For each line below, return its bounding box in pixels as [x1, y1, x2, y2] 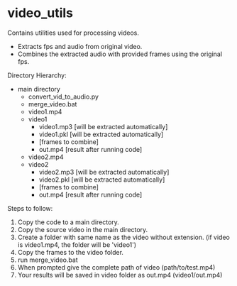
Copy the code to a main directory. [17, 218, 119, 226]
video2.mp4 [28, 153, 64, 161]
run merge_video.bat [17, 255, 78, 264]
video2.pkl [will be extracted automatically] [38, 175, 165, 184]
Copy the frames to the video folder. [17, 248, 124, 256]
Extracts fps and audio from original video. [17, 42, 143, 50]
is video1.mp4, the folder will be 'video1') [17, 240, 137, 249]
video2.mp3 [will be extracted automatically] [38, 167, 170, 176]
